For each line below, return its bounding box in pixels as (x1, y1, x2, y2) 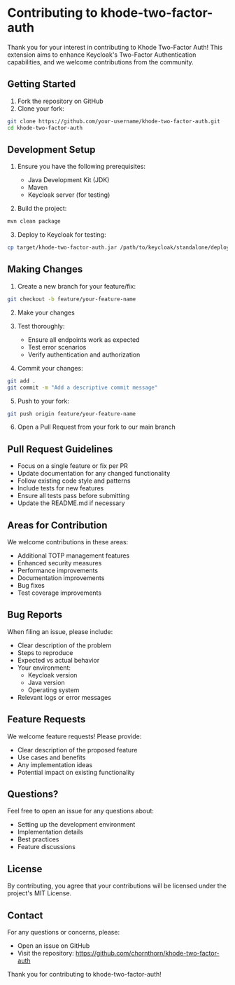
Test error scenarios (27, 343, 87, 351)
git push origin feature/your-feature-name (7, 410, 136, 418)
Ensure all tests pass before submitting (17, 492, 130, 500)
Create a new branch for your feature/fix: (17, 282, 136, 290)
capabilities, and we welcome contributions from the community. (7, 57, 194, 66)
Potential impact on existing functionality (17, 768, 135, 776)
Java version (27, 678, 65, 687)
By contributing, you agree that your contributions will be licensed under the (7, 881, 227, 890)
